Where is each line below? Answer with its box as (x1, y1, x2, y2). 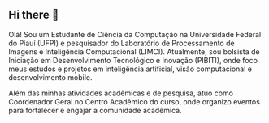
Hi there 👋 (8, 8, 59, 22)
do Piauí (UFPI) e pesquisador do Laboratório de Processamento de (8, 38, 235, 48)
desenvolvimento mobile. (8, 72, 93, 82)
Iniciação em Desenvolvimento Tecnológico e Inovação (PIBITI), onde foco (8, 55, 258, 65)
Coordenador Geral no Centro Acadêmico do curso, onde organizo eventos (8, 96, 260, 106)
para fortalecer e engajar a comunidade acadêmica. (8, 105, 182, 115)
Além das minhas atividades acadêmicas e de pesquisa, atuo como (8, 88, 234, 98)
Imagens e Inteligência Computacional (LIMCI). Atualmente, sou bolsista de (8, 46, 260, 57)
